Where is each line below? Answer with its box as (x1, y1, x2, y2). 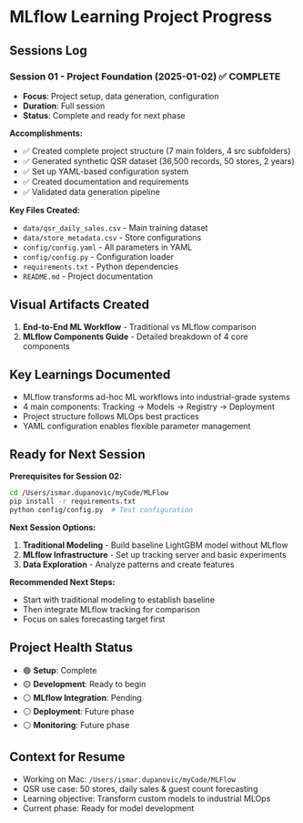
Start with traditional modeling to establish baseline (22, 594, 216, 605)
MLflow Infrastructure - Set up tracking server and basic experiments (22, 549, 287, 560)
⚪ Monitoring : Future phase (22, 719, 130, 730)
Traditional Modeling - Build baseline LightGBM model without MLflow (22, 540, 288, 550)
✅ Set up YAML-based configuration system (22, 166, 189, 177)
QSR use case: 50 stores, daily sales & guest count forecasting (22, 783, 258, 794)
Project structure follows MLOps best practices (22, 410, 200, 421)
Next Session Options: (9, 521, 96, 532)
